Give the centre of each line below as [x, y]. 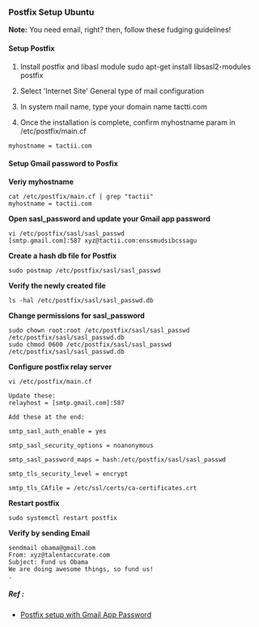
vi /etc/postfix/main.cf [50, 381]
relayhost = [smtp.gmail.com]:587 [67, 403]
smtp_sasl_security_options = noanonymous [81, 445]
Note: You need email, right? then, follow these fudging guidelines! [120, 30]
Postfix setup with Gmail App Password [86, 614]
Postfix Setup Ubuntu [51, 12]
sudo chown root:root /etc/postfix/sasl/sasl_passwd [99, 330]
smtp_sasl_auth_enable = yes [57, 431]
